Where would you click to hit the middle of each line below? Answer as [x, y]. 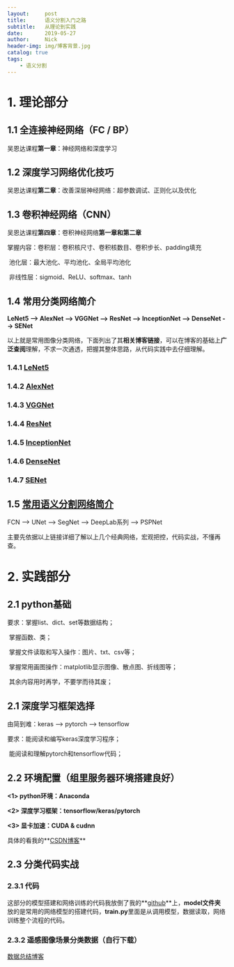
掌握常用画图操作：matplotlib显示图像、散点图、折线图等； [93, 667]
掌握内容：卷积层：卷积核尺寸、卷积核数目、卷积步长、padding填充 [104, 248]
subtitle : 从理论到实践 [42, 27]
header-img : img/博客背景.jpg [49, 46]
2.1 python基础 [39, 604]
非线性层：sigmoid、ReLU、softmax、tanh [70, 277]
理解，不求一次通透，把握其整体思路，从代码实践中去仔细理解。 [117, 349]
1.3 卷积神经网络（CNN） [62, 215]
